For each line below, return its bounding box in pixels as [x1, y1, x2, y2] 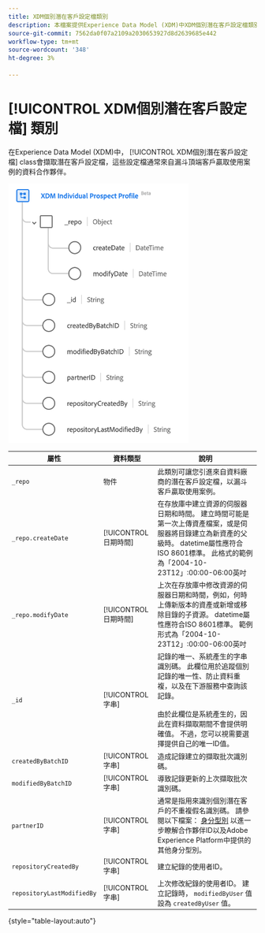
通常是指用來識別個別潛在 [157, 796, 241, 805]
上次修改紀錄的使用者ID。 [157, 879, 241, 888]
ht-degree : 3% [8, 54, 55, 62]
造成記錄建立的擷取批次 [157, 751, 234, 760]
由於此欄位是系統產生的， [157, 709, 241, 719]
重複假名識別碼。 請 [177, 806, 243, 816]
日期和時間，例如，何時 [170, 590, 248, 600]
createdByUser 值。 [173, 898, 235, 908]
